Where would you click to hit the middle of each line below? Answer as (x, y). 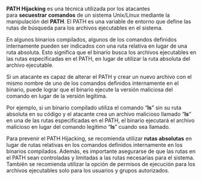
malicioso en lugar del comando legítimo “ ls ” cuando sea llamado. (88, 127)
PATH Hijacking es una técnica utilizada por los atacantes (78, 9)
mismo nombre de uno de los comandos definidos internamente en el (93, 83)
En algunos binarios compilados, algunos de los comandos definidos (91, 39)
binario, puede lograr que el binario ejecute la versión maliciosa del (90, 89)
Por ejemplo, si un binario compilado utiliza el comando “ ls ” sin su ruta (94, 107)
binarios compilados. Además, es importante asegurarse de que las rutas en (101, 151)
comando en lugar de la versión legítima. (57, 96)
